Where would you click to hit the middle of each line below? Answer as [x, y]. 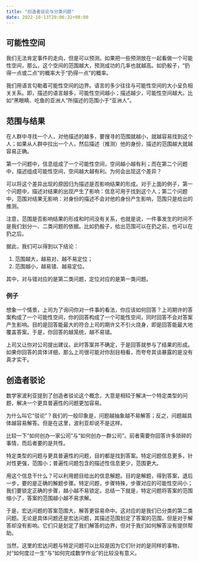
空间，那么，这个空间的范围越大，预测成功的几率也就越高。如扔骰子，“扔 [101, 65]
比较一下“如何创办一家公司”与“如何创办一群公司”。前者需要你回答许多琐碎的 [99, 436]
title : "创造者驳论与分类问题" [40, 12]
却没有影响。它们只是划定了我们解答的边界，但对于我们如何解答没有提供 [99, 526]
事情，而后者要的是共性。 [37, 443]
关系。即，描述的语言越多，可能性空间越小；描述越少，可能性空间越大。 [99, 93]
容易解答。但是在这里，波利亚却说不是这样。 [71, 423]
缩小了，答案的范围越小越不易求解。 [50, 498]
